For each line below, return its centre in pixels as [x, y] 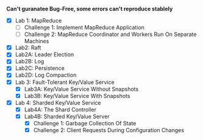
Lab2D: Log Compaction [46, 75]
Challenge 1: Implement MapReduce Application [84, 27]
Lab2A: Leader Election [45, 55]
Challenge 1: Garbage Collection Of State [85, 123]
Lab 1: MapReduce [38, 20]
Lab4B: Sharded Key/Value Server [67, 116]
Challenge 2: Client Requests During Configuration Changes [109, 130]
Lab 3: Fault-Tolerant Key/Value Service [65, 82]
